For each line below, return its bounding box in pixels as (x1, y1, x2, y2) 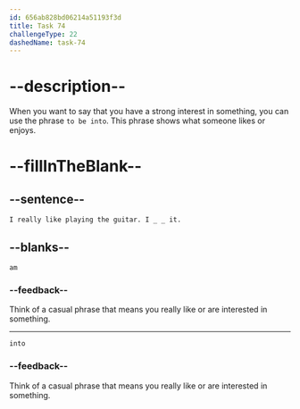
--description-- (9, 77, 127, 96)
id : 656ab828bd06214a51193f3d (9, 13, 122, 22)
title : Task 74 (9, 21, 66, 30)
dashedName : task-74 (9, 38, 87, 47)
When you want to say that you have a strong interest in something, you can (9, 106, 289, 117)
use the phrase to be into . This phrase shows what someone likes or (9, 115, 266, 126)
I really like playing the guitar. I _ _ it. (9, 215, 181, 224)
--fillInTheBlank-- (9, 156, 143, 177)
